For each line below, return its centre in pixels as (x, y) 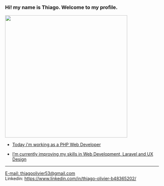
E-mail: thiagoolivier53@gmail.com (40, 173)
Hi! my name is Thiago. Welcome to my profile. (61, 7)
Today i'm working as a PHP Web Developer (56, 145)
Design (19, 159)
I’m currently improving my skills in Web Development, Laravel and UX (83, 154)
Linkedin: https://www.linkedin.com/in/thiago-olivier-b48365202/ (71, 179)
